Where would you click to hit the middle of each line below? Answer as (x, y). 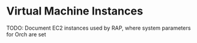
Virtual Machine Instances (75, 11)
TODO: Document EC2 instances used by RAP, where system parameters (98, 28)
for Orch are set (26, 34)
